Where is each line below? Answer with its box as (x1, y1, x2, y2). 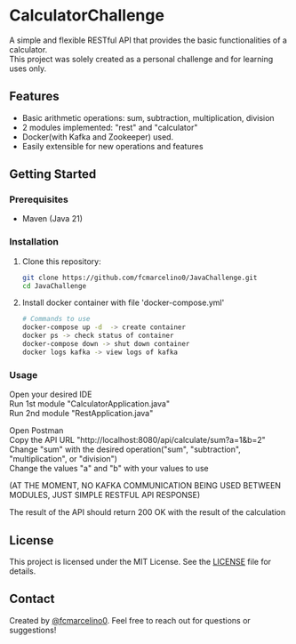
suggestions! (9, 624, 57, 635)
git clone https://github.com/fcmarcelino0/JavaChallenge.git (21, 273, 258, 282)
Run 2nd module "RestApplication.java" (9, 408, 154, 419)
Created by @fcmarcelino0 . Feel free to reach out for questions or (9, 615, 251, 625)
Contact (9, 592, 55, 607)
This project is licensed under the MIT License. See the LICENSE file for (9, 556, 272, 567)
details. (9, 566, 36, 576)
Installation (9, 236, 60, 248)
